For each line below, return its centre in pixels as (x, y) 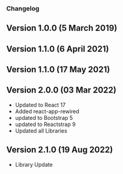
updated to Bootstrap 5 (44, 117)
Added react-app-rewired (47, 111)
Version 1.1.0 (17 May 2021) (58, 70)
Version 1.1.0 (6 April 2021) (58, 49)
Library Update (34, 164)
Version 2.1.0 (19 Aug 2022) (60, 150)
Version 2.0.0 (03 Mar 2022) (62, 90)
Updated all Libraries (41, 130)
